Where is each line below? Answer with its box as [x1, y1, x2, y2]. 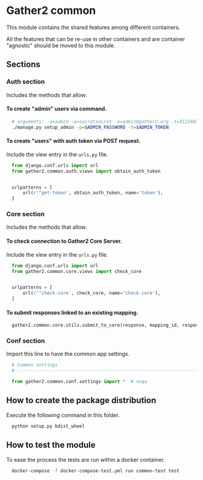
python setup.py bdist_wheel [11, 423, 85, 429]
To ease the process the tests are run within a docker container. [6, 456, 165, 463]
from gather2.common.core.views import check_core [11, 268, 142, 274]
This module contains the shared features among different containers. [6, 24, 181, 31]
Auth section [6, 77, 45, 86]
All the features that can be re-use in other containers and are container [6, 35, 185, 42]
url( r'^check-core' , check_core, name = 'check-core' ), [22, 290, 161, 297]
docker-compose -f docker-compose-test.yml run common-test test [11, 467, 180, 474]
